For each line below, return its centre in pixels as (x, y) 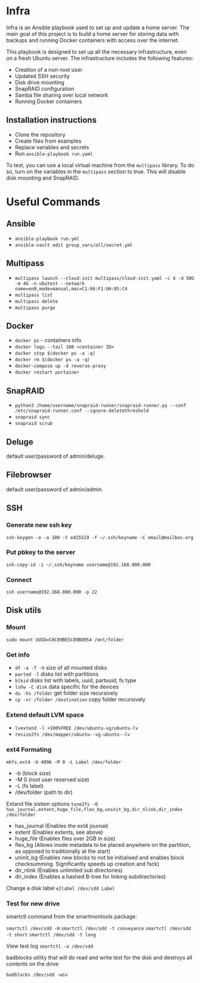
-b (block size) (33, 773)
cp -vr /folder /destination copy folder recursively (80, 699)
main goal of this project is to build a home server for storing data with (93, 33)
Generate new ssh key (39, 525)
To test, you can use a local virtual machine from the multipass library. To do (100, 165)
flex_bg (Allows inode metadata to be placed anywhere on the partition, (103, 845)
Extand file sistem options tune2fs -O (52, 803)
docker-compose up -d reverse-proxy (60, 366)
